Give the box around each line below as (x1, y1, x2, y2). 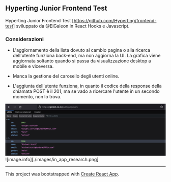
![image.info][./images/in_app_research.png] (5, 156, 99, 162)
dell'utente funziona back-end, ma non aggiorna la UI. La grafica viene (12, 53, 161, 59)
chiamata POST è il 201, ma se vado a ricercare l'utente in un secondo (12, 88, 160, 94)
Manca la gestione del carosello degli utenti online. (12, 73, 120, 79)
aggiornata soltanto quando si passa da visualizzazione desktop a (12, 58, 151, 64)
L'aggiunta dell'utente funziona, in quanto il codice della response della (12, 83, 162, 89)
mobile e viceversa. (12, 63, 54, 69)
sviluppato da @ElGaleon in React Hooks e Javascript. (16, 23, 130, 29)
